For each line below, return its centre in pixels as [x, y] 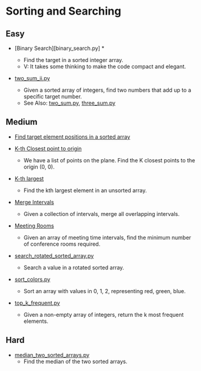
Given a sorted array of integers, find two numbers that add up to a [107, 90]
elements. [36, 321]
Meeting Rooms [34, 226]
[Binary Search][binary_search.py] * [59, 48]
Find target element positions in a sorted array [72, 137]
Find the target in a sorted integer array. [73, 60]
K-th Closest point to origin [48, 148]
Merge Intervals [34, 202]
